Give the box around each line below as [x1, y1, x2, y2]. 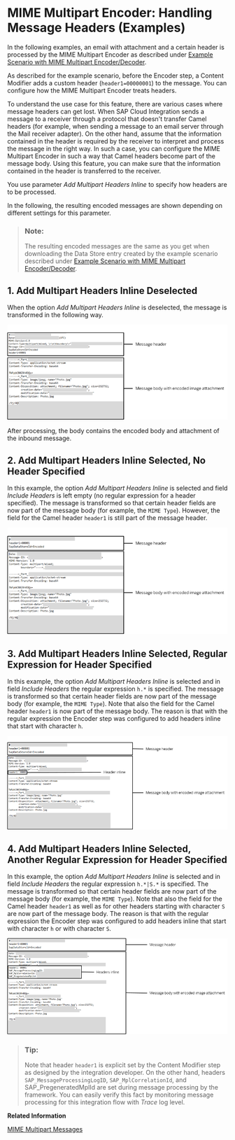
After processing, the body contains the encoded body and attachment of [7, 427, 220, 435]
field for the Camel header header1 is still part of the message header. [7, 514, 208, 522]
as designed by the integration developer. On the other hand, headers [24, 1069, 226, 1077]
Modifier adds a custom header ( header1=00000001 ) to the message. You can [7, 78, 227, 87]
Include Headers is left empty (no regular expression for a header [7, 491, 196, 500]
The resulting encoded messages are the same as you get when [24, 242, 210, 251]
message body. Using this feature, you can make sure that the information [7, 159, 221, 167]
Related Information [7, 1111, 66, 1120]
